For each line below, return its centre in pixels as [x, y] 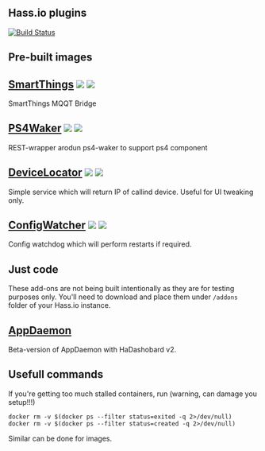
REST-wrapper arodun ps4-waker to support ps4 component [108, 147]
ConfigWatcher [47, 225]
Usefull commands [56, 374]
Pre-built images [50, 58]
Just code [33, 269]
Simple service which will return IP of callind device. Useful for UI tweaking [131, 192]
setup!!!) [22, 402]
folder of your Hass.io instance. [60, 305]
